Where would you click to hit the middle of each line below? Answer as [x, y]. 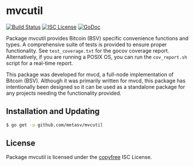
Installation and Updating [53, 111]
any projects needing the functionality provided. [64, 93]
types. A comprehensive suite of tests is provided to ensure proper [86, 44]
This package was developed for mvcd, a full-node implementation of [90, 74]
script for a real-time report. [40, 63]
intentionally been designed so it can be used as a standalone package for [96, 87]
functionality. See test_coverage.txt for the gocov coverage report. [88, 50]
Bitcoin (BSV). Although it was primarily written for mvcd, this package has [96, 81]
